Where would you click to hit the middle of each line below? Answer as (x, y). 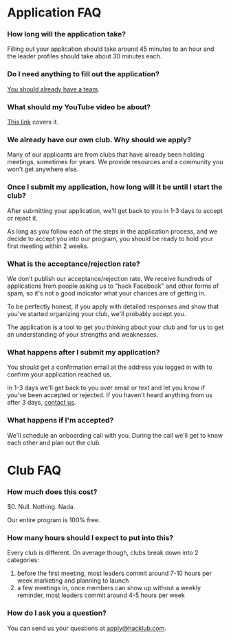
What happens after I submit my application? (84, 352)
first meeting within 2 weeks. (48, 246)
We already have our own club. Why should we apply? (99, 140)
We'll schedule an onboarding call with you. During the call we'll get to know (115, 435)
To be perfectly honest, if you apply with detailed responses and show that (113, 306)
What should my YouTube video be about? (79, 106)
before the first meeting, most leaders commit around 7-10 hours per (114, 573)
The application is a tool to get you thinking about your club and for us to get (115, 327)
